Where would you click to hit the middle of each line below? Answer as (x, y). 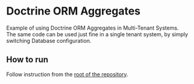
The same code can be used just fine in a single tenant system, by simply (97, 34)
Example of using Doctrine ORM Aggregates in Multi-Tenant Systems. (92, 28)
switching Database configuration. (49, 40)
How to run (27, 60)
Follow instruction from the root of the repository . (67, 74)
